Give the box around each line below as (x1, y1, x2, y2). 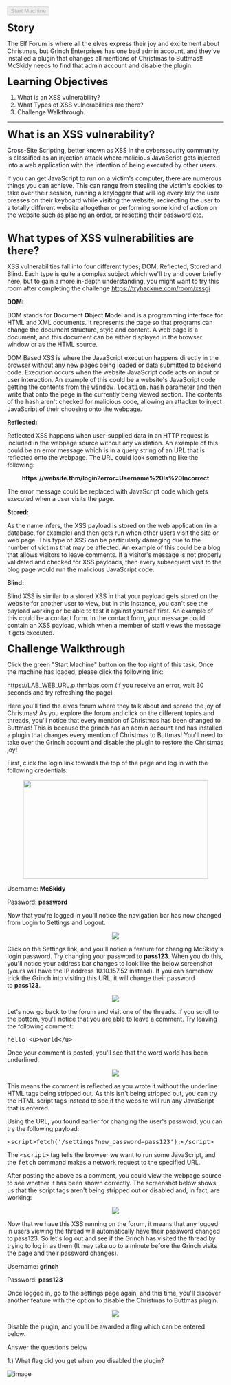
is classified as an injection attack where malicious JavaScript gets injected (7, 154, 221, 162)
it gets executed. (7, 628, 55, 637)
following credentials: (7, 766, 68, 774)
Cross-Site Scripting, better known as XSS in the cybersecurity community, (7, 147, 220, 154)
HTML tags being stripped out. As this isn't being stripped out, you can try (7, 1090, 218, 1098)
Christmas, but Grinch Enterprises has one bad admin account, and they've (7, 47, 221, 55)
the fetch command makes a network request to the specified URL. (7, 1159, 201, 1167)
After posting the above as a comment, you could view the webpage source (7, 1172, 222, 1180)
